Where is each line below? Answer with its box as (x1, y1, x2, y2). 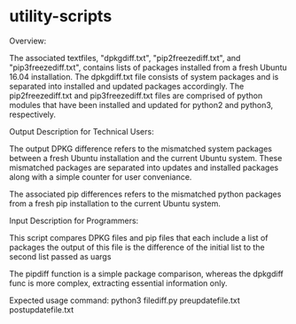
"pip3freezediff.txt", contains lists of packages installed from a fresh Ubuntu (9, 62, 287, 73)
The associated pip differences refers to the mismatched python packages (9, 189, 282, 199)
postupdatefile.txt (9, 304, 74, 315)
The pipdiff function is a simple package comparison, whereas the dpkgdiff (9, 268, 284, 279)
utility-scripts (9, 6, 113, 27)
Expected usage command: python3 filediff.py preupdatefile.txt (9, 295, 241, 305)
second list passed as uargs (9, 251, 112, 262)
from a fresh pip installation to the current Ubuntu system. (9, 197, 222, 209)
